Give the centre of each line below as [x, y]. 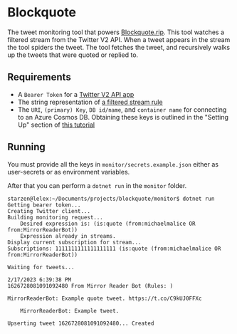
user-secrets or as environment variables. [69, 172]
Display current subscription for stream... [74, 242]
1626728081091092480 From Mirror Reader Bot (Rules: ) [90, 286]
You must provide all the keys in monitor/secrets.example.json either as [113, 164]
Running [27, 147]
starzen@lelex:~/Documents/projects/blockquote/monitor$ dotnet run [111, 199]
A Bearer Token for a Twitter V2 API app [76, 94]
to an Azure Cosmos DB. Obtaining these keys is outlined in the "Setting [123, 117]
